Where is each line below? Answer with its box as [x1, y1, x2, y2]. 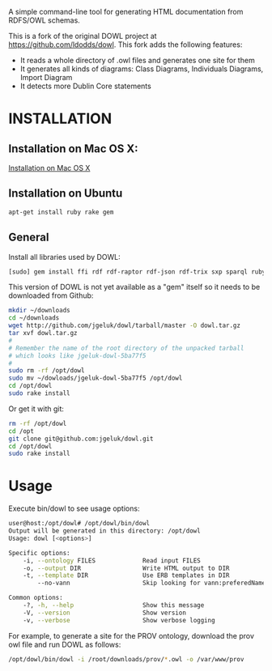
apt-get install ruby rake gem [8, 208, 114, 216]
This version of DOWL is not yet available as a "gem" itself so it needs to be [8, 282, 261, 292]
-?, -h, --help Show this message [23, 601, 205, 609]
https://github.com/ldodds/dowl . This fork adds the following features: [8, 40, 243, 49]
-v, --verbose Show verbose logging [23, 616, 216, 624]
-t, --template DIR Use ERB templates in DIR [23, 571, 230, 580]
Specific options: [8, 549, 70, 557]
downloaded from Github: [8, 291, 94, 300]
